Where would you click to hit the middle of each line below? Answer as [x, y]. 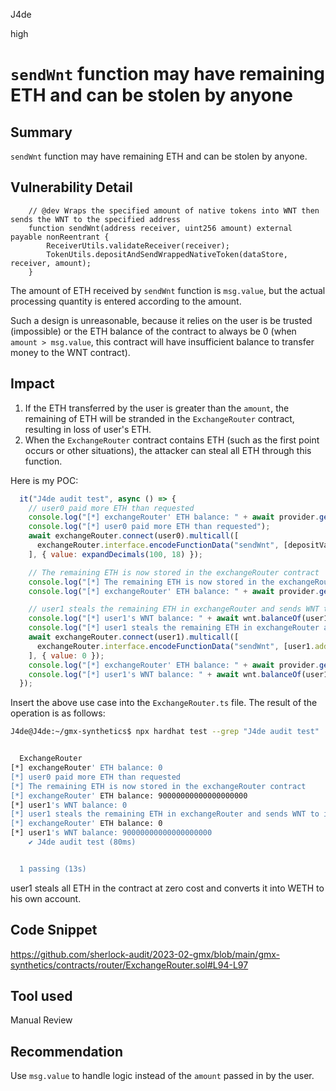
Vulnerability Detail [71, 187]
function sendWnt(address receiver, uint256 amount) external [160, 228]
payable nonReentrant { [60, 237]
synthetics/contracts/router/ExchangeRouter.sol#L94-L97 [129, 965]
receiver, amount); [51, 263]
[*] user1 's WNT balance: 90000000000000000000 [111, 833]
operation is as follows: [58, 713]
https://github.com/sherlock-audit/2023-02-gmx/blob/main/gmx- [145, 954]
